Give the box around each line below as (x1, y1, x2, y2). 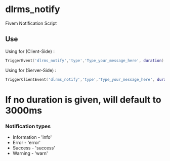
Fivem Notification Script (5, 20, 57, 26)
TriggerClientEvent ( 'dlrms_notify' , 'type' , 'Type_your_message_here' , (5, 77, 155, 82)
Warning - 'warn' (12, 150, 48, 156)
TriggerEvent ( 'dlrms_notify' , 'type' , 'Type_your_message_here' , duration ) (5, 58, 164, 63)
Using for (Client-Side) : (5, 48, 55, 54)
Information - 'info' (12, 134, 52, 140)
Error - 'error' (12, 139, 41, 145)
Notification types (5, 123, 51, 130)
